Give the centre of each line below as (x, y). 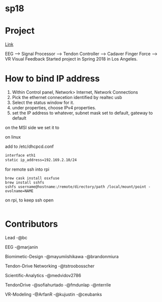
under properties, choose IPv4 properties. (54, 108)
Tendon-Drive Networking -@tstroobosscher (50, 266)
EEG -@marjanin (21, 247)
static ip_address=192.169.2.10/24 (41, 160)
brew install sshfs (25, 182)
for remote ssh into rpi (27, 169)
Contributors (32, 224)
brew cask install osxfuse (32, 178)
